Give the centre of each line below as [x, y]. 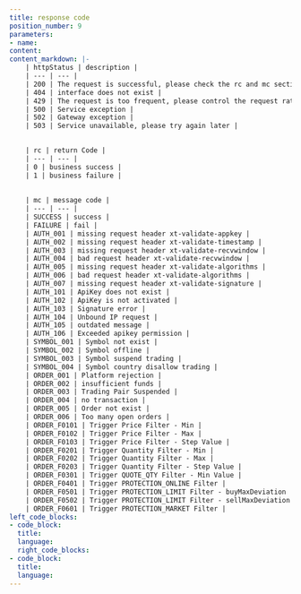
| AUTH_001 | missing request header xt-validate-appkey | [138, 234]
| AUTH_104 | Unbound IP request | [92, 317]
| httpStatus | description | [82, 68]
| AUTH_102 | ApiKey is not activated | [102, 300]
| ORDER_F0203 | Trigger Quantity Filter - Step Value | [134, 467]
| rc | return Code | [65, 151]
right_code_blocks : [54, 550]
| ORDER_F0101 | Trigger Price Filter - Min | [114, 425]
